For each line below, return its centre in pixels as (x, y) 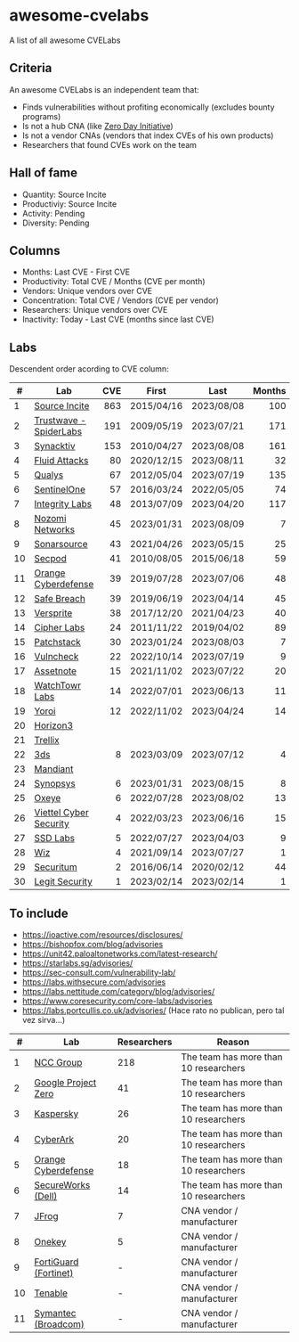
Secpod (50, 559)
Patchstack (58, 642)
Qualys (49, 475)
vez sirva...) (44, 1020)
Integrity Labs (63, 504)
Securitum (56, 867)
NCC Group (58, 1063)
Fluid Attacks (61, 461)
